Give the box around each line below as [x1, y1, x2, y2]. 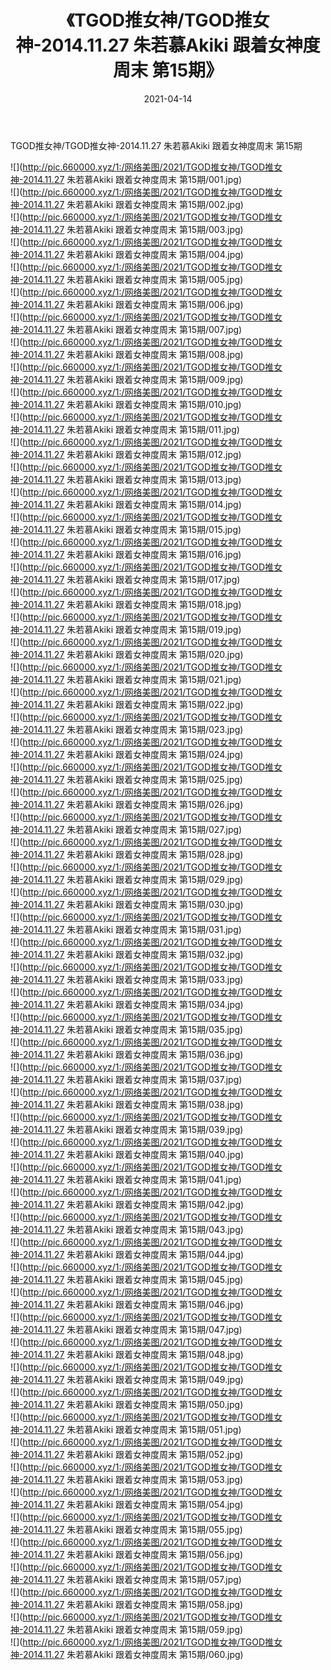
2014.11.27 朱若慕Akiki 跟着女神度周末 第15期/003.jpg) [22, 223, 244, 235]
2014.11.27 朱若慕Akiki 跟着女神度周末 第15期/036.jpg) [22, 1048, 244, 1060]
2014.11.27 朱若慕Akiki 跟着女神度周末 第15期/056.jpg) [22, 1548, 244, 1560]
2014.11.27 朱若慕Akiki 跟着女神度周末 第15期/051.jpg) [22, 1423, 242, 1435]
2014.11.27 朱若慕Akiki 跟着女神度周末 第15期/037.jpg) [22, 1073, 243, 1085]
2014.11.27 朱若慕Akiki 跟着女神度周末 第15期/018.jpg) [22, 598, 242, 610]
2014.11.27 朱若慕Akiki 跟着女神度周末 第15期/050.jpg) [22, 1398, 244, 1410]
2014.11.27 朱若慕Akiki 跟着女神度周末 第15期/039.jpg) [22, 1123, 244, 1135]
